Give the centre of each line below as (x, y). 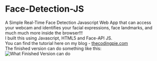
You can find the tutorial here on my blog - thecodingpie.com (67, 43)
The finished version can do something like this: (53, 48)
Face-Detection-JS (45, 9)
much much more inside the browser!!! (44, 33)
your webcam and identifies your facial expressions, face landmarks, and (79, 27)
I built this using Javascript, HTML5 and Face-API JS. (59, 38)
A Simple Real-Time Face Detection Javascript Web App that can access (78, 22)
